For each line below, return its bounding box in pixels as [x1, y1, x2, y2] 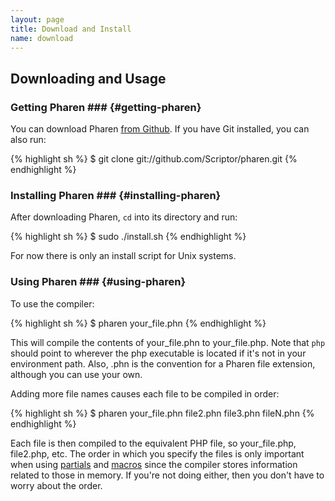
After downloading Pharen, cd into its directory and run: [10, 211, 238, 223]
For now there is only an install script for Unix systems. [10, 250, 237, 262]
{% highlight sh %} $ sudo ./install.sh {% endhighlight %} [10, 231, 247, 243]
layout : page [10, 14, 65, 25]
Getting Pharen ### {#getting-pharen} [10, 100, 202, 114]
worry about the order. [10, 479, 103, 491]
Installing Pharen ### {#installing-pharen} [10, 188, 222, 202]
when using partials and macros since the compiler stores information [10, 458, 298, 470]
